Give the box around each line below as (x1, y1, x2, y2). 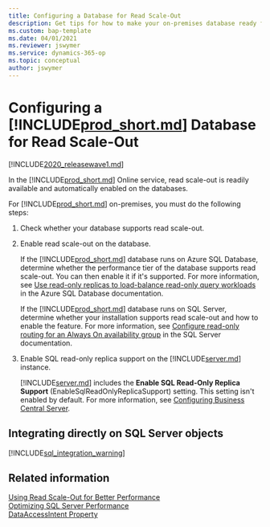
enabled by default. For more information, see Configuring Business (19, 394, 245, 404)
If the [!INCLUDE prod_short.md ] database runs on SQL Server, (19, 304, 227, 313)
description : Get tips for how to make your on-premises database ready (8, 19, 257, 27)
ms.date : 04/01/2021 (8, 34, 78, 43)
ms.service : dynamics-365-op (8, 49, 106, 57)
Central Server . (19, 403, 71, 413)
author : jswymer (8, 64, 63, 72)
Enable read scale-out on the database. (19, 239, 151, 248)
